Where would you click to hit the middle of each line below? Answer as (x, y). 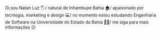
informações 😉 (20, 27)
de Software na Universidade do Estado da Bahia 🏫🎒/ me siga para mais (77, 22)
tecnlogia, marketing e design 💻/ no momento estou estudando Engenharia (80, 15)
